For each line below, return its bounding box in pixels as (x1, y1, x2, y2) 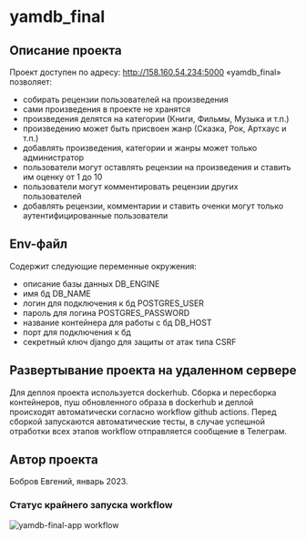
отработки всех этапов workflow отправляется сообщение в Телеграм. (9, 425, 288, 436)
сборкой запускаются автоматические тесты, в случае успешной (9, 416, 266, 427)
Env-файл (9, 237, 68, 252)
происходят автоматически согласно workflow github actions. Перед (9, 406, 277, 417)
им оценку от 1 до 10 (22, 171, 103, 182)
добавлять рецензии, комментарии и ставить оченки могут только (22, 200, 284, 211)
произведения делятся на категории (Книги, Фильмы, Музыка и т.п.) (22, 114, 290, 124)
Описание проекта (9, 43, 122, 58)
